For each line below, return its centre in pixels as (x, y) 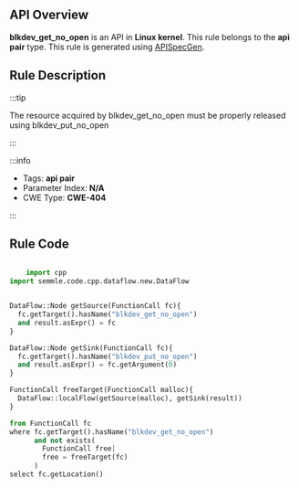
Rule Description (58, 75)
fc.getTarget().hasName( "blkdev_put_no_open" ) (108, 356)
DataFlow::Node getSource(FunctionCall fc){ (95, 306)
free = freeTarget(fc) (85, 457)
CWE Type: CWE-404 (64, 197)
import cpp (46, 273)
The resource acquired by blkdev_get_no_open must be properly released (148, 115)
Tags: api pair (49, 178)
